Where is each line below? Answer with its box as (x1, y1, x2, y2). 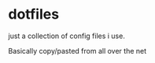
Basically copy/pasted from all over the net (8, 46, 147, 55)
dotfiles (8, 5, 60, 23)
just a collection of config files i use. (8, 31, 126, 40)
